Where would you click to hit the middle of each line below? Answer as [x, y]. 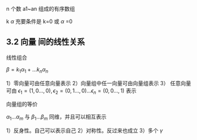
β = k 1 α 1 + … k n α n [27, 70]
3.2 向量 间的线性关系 [46, 42]
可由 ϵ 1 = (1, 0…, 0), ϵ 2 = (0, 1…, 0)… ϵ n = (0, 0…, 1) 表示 [71, 91]
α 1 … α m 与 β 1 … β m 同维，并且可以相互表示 [57, 118]
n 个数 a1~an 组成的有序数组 [41, 9]
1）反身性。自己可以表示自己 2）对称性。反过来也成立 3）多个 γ [85, 130]
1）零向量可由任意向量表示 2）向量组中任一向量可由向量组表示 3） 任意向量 [99, 83]
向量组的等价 [22, 104]
